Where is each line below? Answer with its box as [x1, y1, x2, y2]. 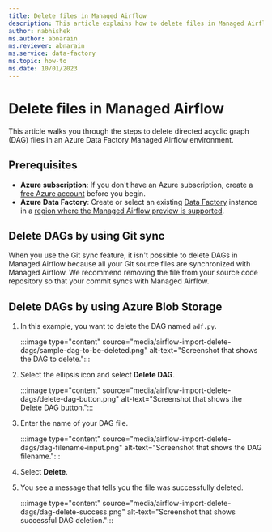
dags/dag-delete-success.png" [19, 507, 125, 517]
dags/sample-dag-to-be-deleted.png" [19, 346, 148, 355]
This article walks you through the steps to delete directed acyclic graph [8, 126, 249, 136]
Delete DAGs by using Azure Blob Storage [8, 300, 223, 313]
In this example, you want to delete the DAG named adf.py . [19, 321, 217, 331]
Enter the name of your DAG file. [19, 419, 129, 428]
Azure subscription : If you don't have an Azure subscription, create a [19, 180, 253, 189]
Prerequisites [8, 159, 78, 172]
